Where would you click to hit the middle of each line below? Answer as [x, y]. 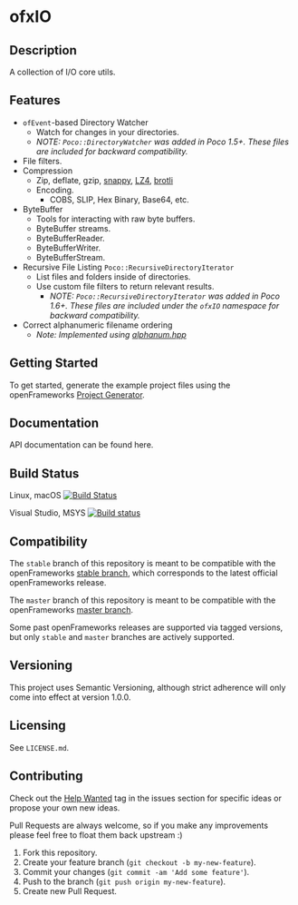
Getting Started [54, 364]
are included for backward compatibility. [112, 151]
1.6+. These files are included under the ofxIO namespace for [164, 305]
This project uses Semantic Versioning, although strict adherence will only [148, 687]
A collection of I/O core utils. [62, 72]
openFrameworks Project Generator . [77, 394]
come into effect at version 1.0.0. [70, 697]
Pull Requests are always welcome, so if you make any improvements [139, 825]
